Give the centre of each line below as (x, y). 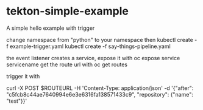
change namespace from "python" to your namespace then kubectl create (100, 40)
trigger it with (23, 76)
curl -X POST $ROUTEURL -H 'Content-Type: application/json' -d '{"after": (100, 88)
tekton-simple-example (68, 11)
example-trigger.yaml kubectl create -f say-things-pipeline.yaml (90, 46)
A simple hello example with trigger (51, 28)
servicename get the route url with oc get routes (67, 64)
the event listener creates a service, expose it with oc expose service (93, 58)
